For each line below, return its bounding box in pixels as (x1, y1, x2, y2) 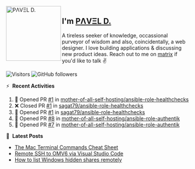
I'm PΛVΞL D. (62, 16, 112, 26)
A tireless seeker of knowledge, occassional (62, 32, 168, 39)
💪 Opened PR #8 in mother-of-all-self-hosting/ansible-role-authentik (14, 115, 180, 122)
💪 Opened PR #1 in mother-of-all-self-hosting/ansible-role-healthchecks (14, 96, 189, 103)
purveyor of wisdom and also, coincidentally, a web (62, 38, 186, 45)
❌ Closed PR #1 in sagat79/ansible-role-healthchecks (14, 102, 144, 109)
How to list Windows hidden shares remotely (14, 156, 123, 163)
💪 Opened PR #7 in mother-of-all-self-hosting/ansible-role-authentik (14, 121, 180, 128)
